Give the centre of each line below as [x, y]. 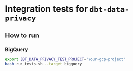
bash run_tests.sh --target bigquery [44, 64]
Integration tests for [46, 9]
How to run [22, 35]
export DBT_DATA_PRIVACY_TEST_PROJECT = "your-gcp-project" [65, 59]
